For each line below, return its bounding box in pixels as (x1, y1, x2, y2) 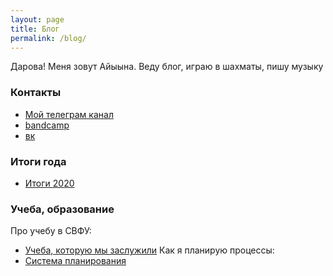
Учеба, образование (10, 202, 115, 216)
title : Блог (10, 24, 60, 34)
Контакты (10, 86, 62, 100)
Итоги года (10, 154, 67, 168)
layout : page (10, 14, 65, 25)
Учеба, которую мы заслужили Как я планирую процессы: (24, 244, 275, 256)
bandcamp (24, 119, 70, 131)
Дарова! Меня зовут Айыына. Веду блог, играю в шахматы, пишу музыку (10, 61, 324, 73)
